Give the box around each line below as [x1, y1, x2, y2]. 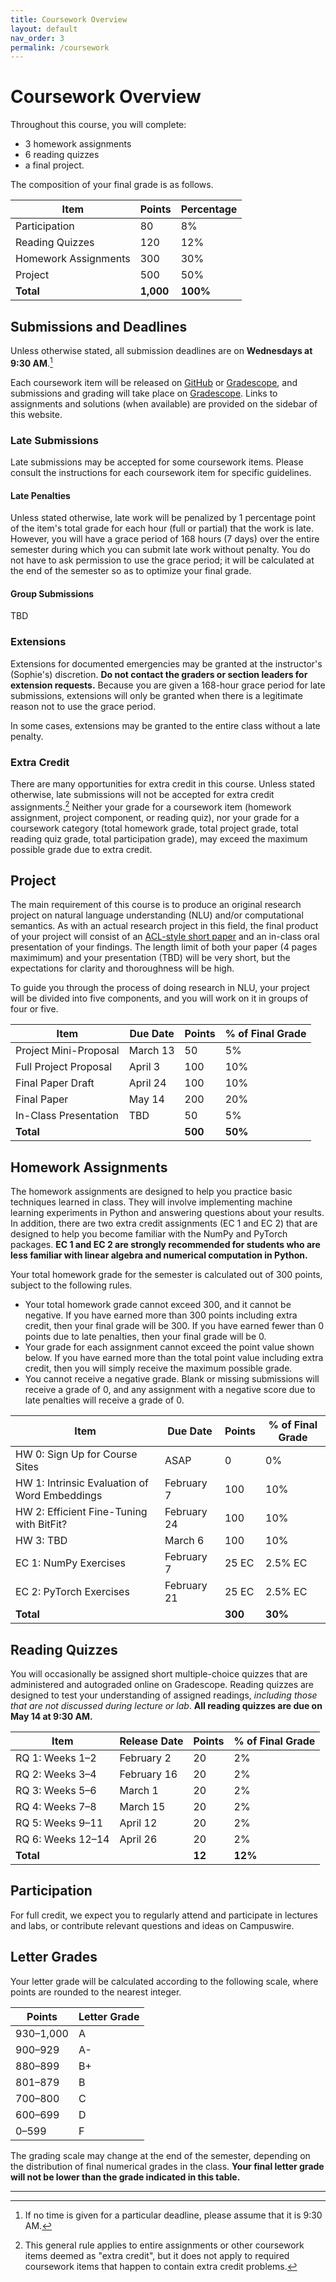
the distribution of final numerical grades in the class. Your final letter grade [10, 2160, 325, 2172]
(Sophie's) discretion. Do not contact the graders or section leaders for [10, 668, 308, 680]
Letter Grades [10, 1949, 98, 1966]
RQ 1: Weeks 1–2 [15, 1751, 97, 1765]
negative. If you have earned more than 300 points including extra [24, 1309, 298, 1321]
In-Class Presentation [15, 1109, 119, 1123]
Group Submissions [10, 587, 95, 600]
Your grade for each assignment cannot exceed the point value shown [24, 1341, 315, 1353]
